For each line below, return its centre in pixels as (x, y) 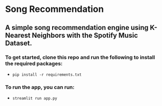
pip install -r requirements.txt (47, 75)
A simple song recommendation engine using (77, 28)
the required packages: (34, 63)
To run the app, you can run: (40, 87)
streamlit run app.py (35, 99)
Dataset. (19, 43)
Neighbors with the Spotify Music (85, 35)
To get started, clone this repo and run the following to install (80, 57)
